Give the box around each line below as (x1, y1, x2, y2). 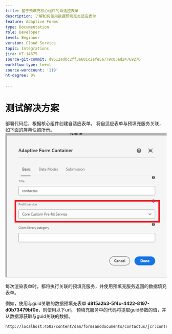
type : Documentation (5, 25, 50, 30)
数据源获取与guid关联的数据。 (9, 313, 73, 319)
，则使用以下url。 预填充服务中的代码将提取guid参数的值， (38, 307, 162, 313)
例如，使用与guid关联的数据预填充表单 (5, 300, 87, 306)
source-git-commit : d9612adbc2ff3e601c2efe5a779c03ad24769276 (5, 57, 141, 62)
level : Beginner (5, 35, 40, 40)
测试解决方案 (5, 103, 60, 114)
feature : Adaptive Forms (5, 19, 58, 24)
